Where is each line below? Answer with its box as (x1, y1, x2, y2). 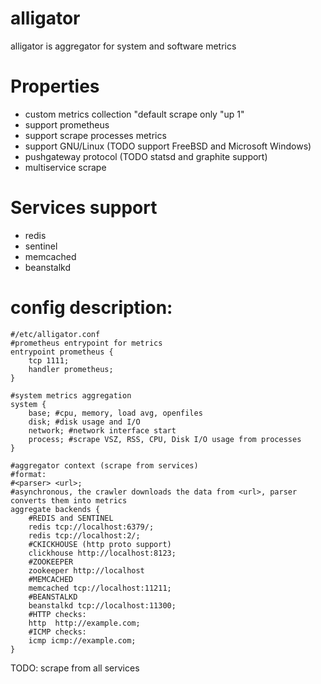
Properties (10, 75, 100, 98)
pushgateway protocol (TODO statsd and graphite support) (24, 150, 268, 162)
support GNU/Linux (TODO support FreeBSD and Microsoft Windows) (24, 140, 312, 152)
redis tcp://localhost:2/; (28, 530, 141, 541)
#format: (10, 469, 47, 479)
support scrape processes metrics (24, 129, 167, 141)
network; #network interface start (28, 425, 177, 436)
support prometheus (24, 118, 110, 131)
